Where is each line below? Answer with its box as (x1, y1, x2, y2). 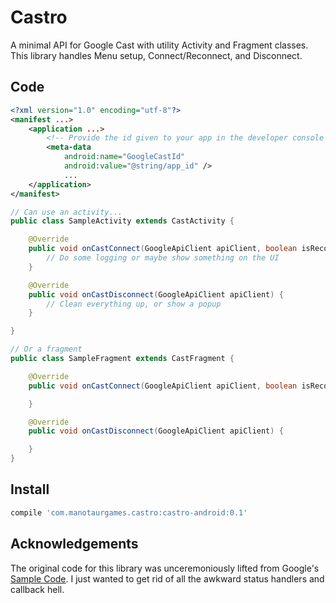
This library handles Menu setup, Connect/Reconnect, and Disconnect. (10, 49, 303, 61)
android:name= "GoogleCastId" (63, 152, 186, 162)
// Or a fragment (10, 344, 83, 355)
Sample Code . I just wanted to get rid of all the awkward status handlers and (10, 572, 325, 585)
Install (10, 481, 50, 498)
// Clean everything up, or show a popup (46, 299, 222, 309)
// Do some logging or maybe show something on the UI (46, 253, 280, 263)
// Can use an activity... (10, 207, 123, 217)
